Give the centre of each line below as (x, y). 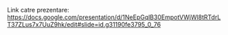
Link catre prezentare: (38, 10)
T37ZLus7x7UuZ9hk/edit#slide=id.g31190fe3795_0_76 (84, 24)
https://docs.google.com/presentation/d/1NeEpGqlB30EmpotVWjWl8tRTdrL (114, 17)
